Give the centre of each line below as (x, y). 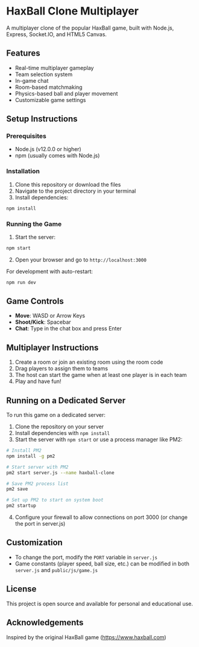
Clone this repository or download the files (68, 184)
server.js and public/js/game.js (56, 570)
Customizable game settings (50, 100)
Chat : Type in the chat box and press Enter (68, 329)
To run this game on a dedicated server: (56, 415)
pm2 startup (21, 506)
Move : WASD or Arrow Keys (50, 316)
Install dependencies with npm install (62, 433)
